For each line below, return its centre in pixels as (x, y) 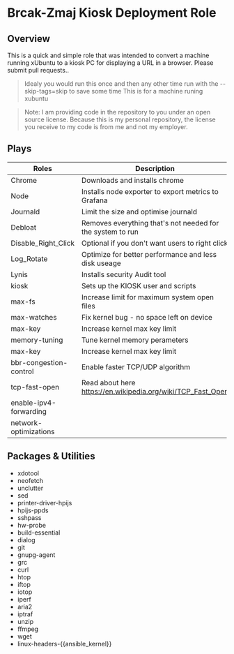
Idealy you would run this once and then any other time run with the (121, 84)
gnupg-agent (36, 555)
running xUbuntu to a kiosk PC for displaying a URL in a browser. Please (110, 63)
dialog (26, 540)
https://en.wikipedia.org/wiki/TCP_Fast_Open (155, 391)
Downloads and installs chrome (133, 180)
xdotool (28, 473)
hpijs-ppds (33, 510)
